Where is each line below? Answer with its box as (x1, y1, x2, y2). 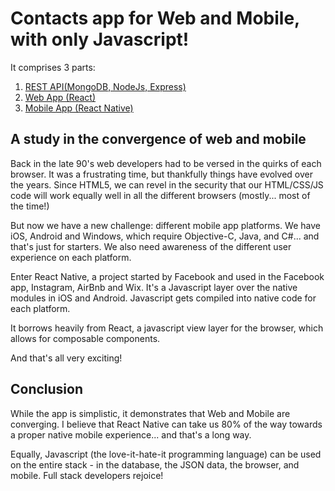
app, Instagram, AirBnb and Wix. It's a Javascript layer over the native (10, 281, 298, 293)
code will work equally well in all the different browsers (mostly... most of (10, 189, 311, 201)
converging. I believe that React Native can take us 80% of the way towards (10, 418, 323, 430)
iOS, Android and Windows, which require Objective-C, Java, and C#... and (10, 230, 320, 242)
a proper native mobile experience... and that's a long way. (10, 428, 252, 441)
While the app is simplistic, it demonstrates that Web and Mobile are (10, 407, 291, 419)
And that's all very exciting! (10, 352, 123, 364)
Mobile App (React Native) (24, 102, 134, 114)
